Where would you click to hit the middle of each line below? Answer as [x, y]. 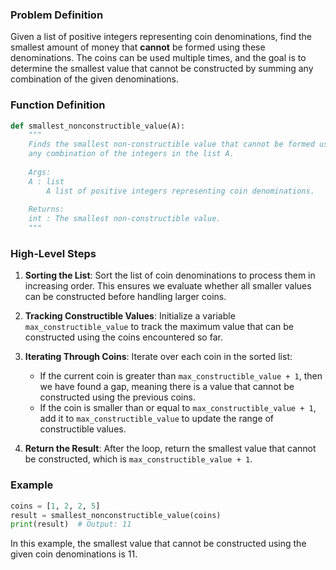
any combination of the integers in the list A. [131, 154]
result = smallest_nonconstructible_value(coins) [116, 515]
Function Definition [58, 105]
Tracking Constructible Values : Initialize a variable [130, 316]
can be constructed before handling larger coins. [125, 297]
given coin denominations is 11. [74, 554]
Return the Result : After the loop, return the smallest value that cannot [170, 449]
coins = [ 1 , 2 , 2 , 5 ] [55, 506]
